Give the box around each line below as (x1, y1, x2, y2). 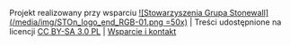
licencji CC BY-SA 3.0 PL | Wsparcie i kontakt (9, 26, 177, 36)
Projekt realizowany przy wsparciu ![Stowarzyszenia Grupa (9, 8, 228, 18)
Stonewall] (229, 8, 269, 18)
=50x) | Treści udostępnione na (165, 17, 282, 27)
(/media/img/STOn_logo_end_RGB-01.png (9, 17, 164, 27)
